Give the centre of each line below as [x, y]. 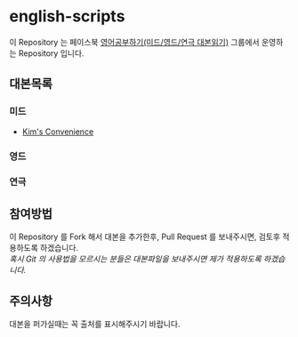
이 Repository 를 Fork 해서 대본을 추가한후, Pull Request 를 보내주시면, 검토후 [145, 237]
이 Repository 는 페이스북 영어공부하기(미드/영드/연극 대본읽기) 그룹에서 [134, 42]
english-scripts [67, 16]
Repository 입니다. [51, 53]
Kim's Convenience [58, 132]
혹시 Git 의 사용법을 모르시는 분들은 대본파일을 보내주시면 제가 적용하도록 [136, 259]
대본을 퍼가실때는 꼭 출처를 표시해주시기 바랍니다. [95, 324]
